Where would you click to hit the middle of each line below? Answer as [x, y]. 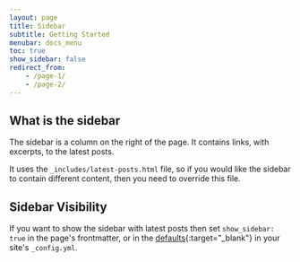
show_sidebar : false [48, 59]
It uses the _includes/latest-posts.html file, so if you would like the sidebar [150, 169]
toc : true [28, 51]
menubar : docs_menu [46, 43]
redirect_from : [38, 68]
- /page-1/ [46, 76]
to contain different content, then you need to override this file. [125, 179]
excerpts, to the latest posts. [62, 152]
